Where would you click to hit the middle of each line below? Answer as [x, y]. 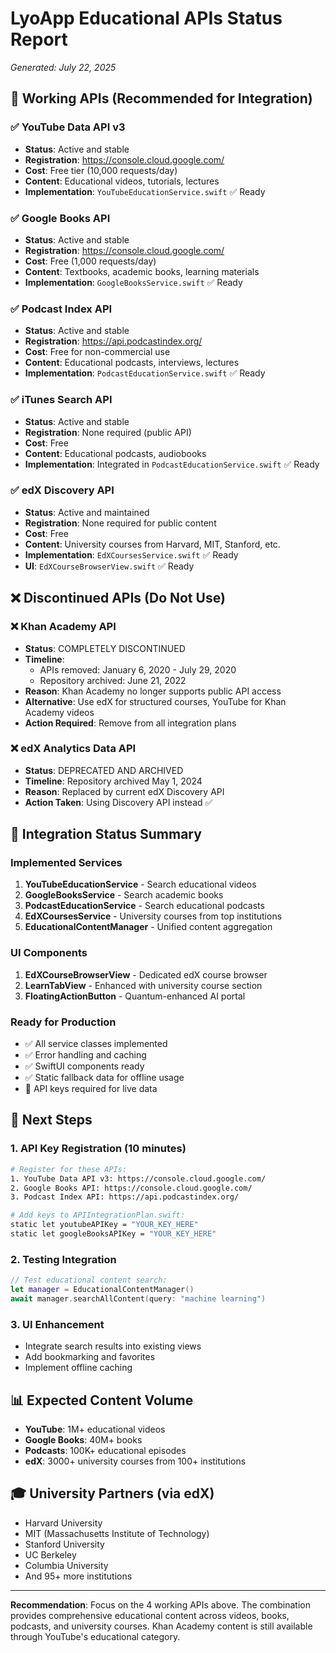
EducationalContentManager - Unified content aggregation [148, 927]
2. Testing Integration [63, 1259]
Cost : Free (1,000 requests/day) [90, 261]
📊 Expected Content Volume [102, 1400]
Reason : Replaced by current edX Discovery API [124, 791]
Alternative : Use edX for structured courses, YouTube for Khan [155, 701]
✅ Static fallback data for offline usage [104, 1078]
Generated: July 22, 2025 [63, 67]
